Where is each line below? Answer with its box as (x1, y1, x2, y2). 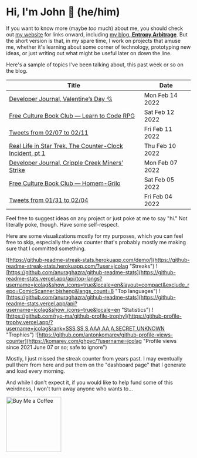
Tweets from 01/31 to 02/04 (9, 196, 89, 204)
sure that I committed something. (6, 245, 86, 252)
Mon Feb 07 (144, 159, 178, 167)
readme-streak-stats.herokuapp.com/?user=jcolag (6, 262, 128, 270)
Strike (9, 166, 25, 174)
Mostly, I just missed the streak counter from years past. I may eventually (6, 355, 183, 362)
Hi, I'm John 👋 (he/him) (6, 5, 120, 19)
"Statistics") (121, 306, 151, 313)
